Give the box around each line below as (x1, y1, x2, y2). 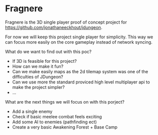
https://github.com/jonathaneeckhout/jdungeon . (5, 24, 103, 30)
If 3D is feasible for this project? (12, 58, 77, 64)
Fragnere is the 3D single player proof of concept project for (5, 19, 127, 25)
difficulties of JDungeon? (12, 74, 64, 80)
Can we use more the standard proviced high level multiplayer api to (12, 79, 150, 85)
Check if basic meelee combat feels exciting (12, 113, 102, 119)
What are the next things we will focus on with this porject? (5, 99, 125, 105)
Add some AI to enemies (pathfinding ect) (12, 119, 97, 125)
